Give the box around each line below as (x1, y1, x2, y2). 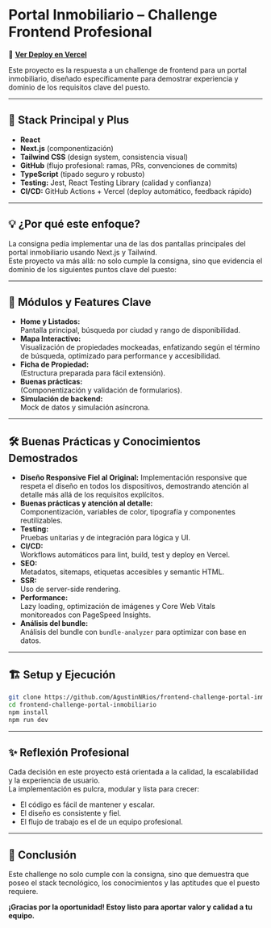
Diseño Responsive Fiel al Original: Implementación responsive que (19, 472, 248, 482)
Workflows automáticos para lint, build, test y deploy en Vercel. (19, 550, 231, 560)
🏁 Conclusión (8, 848, 77, 862)
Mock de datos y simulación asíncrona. (19, 402, 151, 413)
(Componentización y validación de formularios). (19, 385, 183, 395)
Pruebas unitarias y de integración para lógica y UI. (19, 533, 191, 543)
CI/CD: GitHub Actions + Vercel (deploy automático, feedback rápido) (19, 186, 252, 195)
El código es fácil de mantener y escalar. (19, 800, 156, 809)
